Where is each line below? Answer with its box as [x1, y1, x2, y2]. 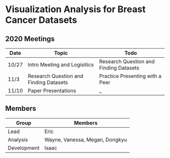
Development [8, 144, 39, 151]
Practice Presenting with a [99, 72, 162, 80]
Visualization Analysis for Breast [5, 4, 146, 15]
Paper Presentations [27, 87, 76, 94]
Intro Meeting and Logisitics [27, 61, 94, 68]
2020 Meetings [5, 34, 55, 43]
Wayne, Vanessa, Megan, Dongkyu [44, 136, 127, 143]
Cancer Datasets [5, 14, 77, 26]
